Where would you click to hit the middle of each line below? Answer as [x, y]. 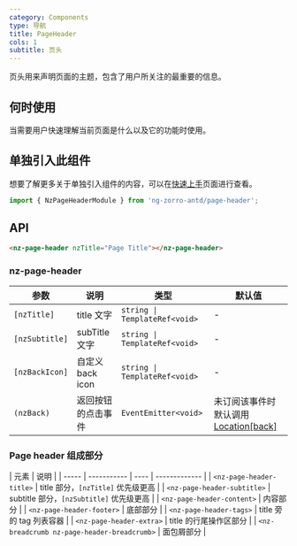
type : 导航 [28, 26]
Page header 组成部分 [56, 455]
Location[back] [245, 426]
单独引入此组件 [50, 161]
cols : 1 [23, 42]
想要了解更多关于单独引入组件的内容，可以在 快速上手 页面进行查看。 [133, 183]
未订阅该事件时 [245, 401]
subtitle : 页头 [36, 50]
